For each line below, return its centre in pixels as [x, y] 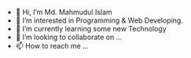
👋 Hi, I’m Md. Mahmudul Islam [64, 12]
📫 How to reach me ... [52, 46]
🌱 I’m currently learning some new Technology [91, 29]
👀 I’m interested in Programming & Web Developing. [99, 20]
